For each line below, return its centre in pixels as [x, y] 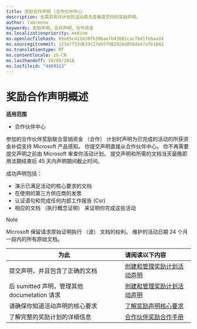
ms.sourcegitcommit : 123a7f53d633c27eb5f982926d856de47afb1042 [85, 45]
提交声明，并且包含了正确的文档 [53, 271]
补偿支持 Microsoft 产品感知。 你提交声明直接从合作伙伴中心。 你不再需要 [100, 147]
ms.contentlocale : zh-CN [36, 55]
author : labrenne [27, 22]
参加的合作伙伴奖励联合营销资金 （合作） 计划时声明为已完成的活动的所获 [95, 139]
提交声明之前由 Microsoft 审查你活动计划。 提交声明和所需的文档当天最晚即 [97, 154]
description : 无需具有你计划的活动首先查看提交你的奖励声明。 [73, 17]
